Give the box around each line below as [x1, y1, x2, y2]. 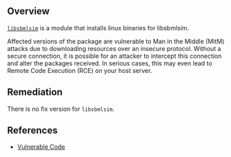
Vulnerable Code [17, 143, 66, 151]
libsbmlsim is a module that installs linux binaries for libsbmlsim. [7, 23, 190, 32]
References [7, 125, 58, 136]
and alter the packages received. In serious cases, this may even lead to [7, 59, 212, 67]
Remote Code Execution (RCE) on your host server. [7, 66, 152, 74]
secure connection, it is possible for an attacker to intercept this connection [7, 52, 222, 60]
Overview [7, 6, 50, 17]
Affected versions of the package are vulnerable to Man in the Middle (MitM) [7, 37, 225, 45]
